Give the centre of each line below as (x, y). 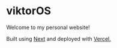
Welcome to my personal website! (48, 27)
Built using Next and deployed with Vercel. (58, 39)
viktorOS (29, 11)
